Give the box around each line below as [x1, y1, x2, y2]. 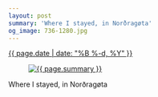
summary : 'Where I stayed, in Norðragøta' [8, 19, 152, 27]
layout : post [8, 11, 52, 20]
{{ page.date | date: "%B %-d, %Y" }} [8, 49, 133, 59]
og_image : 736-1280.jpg [8, 26, 88, 34]
